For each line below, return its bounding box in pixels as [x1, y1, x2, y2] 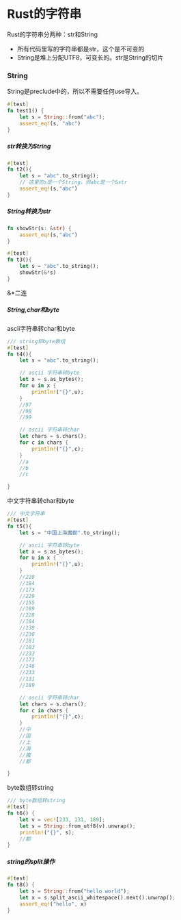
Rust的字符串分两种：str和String [7, 30, 98, 38]
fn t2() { [7, 166, 32, 173]
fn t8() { [7, 882, 36, 888]
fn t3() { [7, 256, 32, 264]
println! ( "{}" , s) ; [19, 829, 75, 836]
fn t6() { [7, 810, 36, 817]
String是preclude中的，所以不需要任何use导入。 [7, 87, 143, 96]
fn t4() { [7, 351, 32, 358]
